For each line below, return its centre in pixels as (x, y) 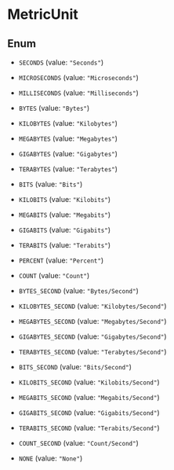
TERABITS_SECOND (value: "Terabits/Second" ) (89, 428)
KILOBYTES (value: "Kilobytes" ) (68, 123)
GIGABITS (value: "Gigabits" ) (65, 230)
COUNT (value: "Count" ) (54, 275)
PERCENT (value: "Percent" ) (61, 260)
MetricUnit (43, 15)
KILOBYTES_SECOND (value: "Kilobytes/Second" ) (92, 306)
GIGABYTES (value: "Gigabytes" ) (68, 154)
